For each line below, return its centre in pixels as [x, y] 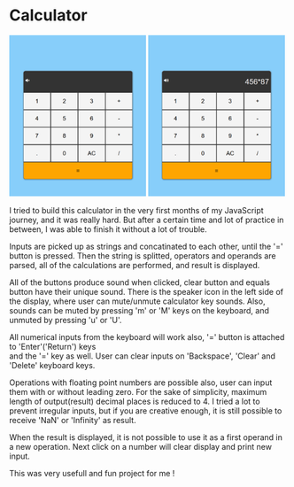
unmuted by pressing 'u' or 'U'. [66, 321]
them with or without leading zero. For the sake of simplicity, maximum [138, 392]
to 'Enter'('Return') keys [53, 347]
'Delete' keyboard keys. [52, 366]
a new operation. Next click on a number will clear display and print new [141, 447]
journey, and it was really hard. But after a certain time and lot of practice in [147, 220]
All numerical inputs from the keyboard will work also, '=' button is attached [147, 337]
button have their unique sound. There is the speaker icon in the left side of [146, 292]
